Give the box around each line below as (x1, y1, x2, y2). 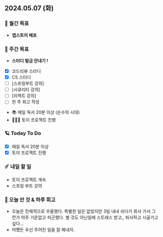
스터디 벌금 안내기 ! (11, 57, 49, 63)
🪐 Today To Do (4, 130, 41, 137)
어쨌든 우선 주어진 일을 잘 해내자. (11, 227, 75, 233)
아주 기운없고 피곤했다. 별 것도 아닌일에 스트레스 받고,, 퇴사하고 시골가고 (21, 214, 159, 220)
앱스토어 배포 (11, 32, 37, 38)
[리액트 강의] (11, 93, 36, 99)
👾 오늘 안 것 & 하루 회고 (4, 196, 56, 203)
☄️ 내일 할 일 (4, 163, 31, 170)
